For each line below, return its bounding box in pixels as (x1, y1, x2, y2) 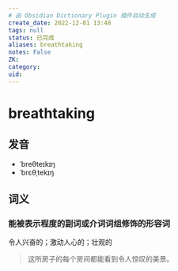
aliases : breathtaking (8, 41, 83, 49)
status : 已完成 (8, 33, 55, 42)
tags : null (8, 26, 44, 34)
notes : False (8, 48, 51, 56)
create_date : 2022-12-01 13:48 (8, 19, 112, 27)
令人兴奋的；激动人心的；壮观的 (8, 238, 112, 247)
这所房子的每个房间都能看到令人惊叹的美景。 (27, 254, 174, 264)
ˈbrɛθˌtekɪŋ (19, 167, 55, 177)
